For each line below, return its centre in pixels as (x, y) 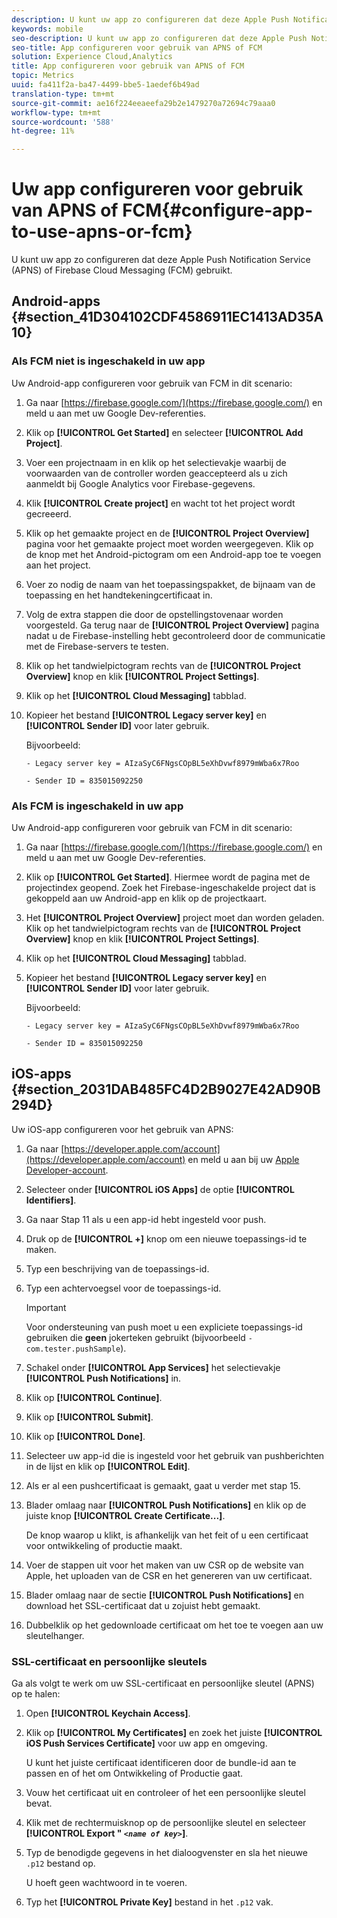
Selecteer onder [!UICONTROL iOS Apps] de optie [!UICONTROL (160, 1189)
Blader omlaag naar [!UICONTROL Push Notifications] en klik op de (166, 1505)
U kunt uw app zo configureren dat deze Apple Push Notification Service (161, 260)
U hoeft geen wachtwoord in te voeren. (106, 1883)
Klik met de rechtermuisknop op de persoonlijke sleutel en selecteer (166, 1823)
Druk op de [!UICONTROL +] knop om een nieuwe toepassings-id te (166, 1238)
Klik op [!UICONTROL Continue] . (94, 1397)
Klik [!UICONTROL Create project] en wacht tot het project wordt (160, 503)
